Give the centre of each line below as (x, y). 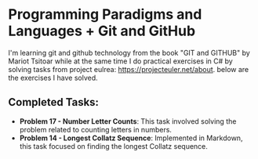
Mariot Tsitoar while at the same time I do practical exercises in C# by (120, 61)
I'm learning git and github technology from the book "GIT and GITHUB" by (129, 52)
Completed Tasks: (54, 102)
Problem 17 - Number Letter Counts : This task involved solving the (128, 121)
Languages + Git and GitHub (102, 31)
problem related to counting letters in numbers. (96, 129)
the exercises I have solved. (53, 78)
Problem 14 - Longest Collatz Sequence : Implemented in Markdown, (131, 138)
